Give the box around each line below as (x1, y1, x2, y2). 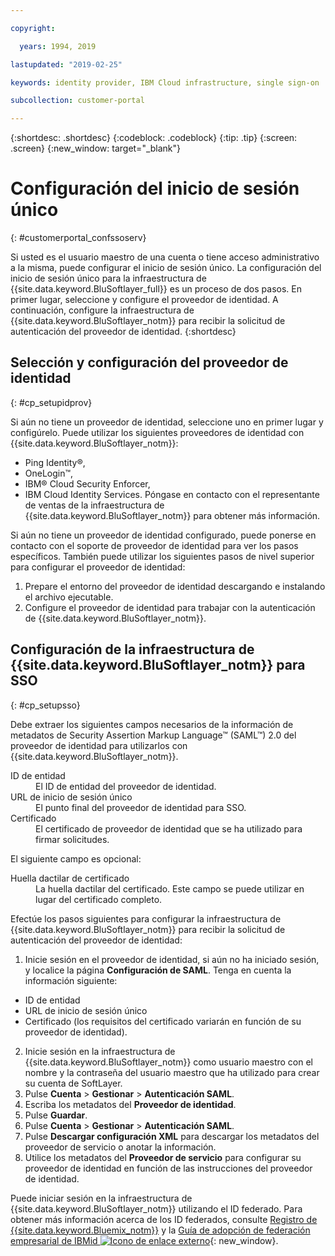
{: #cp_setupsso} (10, 699, 81, 711)
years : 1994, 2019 (19, 41, 97, 51)
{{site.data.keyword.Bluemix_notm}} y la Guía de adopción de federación (10, 1224, 311, 1236)
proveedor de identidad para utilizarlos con (10, 739, 188, 751)
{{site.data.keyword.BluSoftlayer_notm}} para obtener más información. (24, 509, 321, 521)
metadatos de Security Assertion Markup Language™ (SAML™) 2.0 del (10, 729, 297, 741)
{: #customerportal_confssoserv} (10, 232, 147, 244)
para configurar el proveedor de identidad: (10, 561, 186, 573)
